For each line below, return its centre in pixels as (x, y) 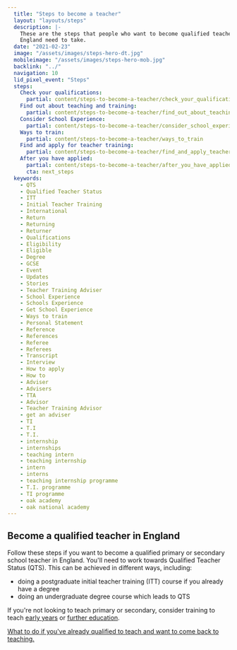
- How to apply (42, 369)
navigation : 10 (36, 73)
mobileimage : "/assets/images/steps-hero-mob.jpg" (90, 60)
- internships (41, 448)
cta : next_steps (50, 172)
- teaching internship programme (69, 481)
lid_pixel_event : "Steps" (52, 80)
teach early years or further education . (63, 618)
